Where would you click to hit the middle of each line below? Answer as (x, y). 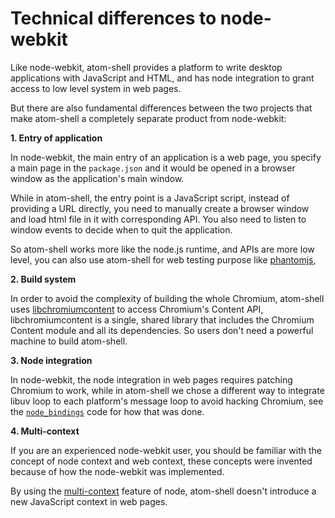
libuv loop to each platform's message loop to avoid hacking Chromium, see (167, 401)
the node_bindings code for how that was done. (107, 411)
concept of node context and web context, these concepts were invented (161, 461)
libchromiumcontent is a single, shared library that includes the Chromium (162, 319)
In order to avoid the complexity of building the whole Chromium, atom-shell (167, 298)
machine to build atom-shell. (69, 341)
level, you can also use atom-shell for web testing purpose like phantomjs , (163, 259)
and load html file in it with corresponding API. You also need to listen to (158, 219)
